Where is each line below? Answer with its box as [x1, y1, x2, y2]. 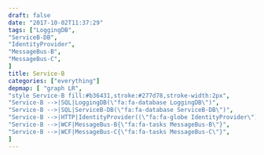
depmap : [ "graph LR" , [8, 84, 82, 92]
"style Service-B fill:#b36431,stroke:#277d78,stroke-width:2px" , [8, 92, 230, 99]
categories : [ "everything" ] [8, 77, 101, 85]
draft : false [8, 11, 51, 20]
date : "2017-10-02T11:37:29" [8, 19, 104, 27]
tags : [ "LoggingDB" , [8, 26, 76, 34]
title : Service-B [8, 70, 65, 77]
